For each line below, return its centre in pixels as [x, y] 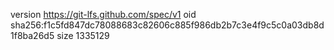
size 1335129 [83, 35]
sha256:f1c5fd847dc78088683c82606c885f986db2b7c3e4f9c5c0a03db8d [167, 25]
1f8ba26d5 [32, 35]
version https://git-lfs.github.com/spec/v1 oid [103, 14]
